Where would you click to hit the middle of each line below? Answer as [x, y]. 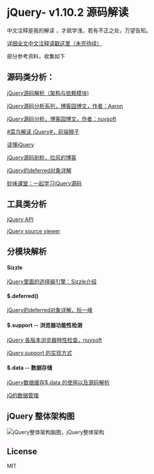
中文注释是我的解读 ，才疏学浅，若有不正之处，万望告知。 [79, 30]
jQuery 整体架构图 [41, 416]
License [22, 451]
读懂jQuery [21, 144]
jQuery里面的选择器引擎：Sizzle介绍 [52, 282]
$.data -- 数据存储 [30, 368]
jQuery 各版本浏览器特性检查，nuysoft [54, 340]
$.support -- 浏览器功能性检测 [45, 325]
